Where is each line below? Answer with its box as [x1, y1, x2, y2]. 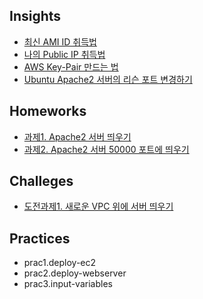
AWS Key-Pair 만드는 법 [23, 60, 119, 73]
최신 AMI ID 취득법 [23, 35, 97, 48]
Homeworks [9, 103, 87, 120]
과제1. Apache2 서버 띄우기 [23, 130, 132, 143]
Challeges [9, 173, 74, 190]
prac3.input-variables [23, 278, 113, 290]
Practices [9, 230, 71, 247]
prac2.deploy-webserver [23, 267, 127, 279]
